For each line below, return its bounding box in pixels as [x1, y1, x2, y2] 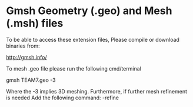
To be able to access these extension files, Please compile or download [6, 36, 179, 43]
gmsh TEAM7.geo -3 [6, 76, 56, 83]
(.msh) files [6, 16, 64, 30]
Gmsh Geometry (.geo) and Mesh [6, 4, 172, 18]
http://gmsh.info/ [6, 53, 47, 61]
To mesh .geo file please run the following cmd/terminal [6, 65, 141, 72]
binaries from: [6, 42, 40, 49]
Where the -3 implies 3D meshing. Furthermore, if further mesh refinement [6, 88, 187, 95]
